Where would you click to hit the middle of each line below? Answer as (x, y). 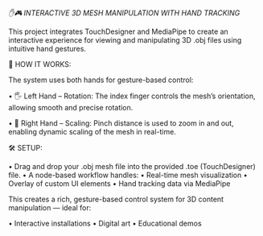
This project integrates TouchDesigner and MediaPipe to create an (119, 31)
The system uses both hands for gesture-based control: (101, 80)
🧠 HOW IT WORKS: (40, 64)
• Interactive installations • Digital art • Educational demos (105, 223)
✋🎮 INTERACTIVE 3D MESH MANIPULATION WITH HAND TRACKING (124, 13)
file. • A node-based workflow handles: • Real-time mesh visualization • (128, 175)
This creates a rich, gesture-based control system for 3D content (116, 199)
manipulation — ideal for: (50, 208)
